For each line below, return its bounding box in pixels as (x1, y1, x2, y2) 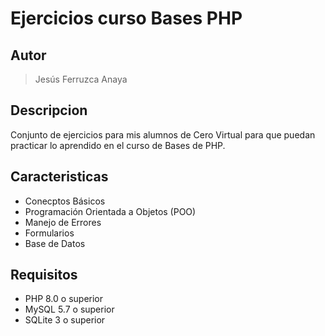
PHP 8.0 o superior (24, 293, 104, 305)
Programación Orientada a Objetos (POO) (24, 205, 197, 217)
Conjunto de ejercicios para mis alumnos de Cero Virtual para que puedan (10, 128, 316, 141)
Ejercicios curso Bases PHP (10, 7, 243, 30)
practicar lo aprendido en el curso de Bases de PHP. (10, 139, 226, 151)
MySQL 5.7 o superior (24, 303, 115, 316)
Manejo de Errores (24, 216, 102, 228)
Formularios (24, 227, 75, 239)
